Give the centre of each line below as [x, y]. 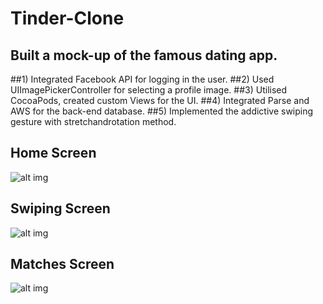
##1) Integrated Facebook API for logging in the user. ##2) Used [142, 79]
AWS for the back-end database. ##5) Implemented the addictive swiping [162, 111]
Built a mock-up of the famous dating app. [144, 55]
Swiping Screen [60, 208]
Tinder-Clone [67, 18]
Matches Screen [62, 264]
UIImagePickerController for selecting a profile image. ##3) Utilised [149, 90]
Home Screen [53, 153]
